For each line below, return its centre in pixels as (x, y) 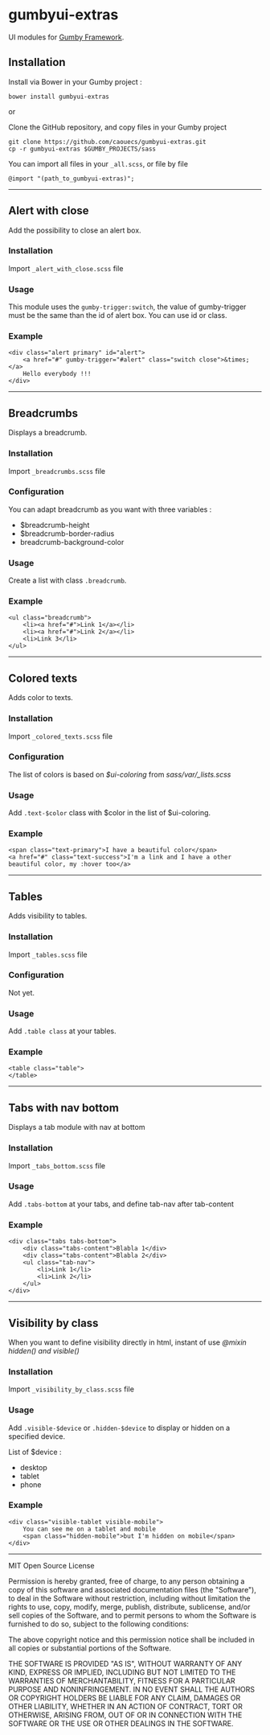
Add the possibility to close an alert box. (75, 230)
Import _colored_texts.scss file (61, 736)
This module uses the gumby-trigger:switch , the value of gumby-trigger (127, 307)
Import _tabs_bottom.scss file (57, 1165)
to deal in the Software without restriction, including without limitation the (129, 1598)
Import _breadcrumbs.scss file (57, 471)
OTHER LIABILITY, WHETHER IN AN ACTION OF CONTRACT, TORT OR (125, 1706)
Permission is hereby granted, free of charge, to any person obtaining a (127, 1581)
